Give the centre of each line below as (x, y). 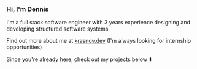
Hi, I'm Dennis (28, 9)
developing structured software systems (57, 29)
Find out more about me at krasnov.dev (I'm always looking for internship (99, 41)
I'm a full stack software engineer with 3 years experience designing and (98, 23)
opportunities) (24, 47)
